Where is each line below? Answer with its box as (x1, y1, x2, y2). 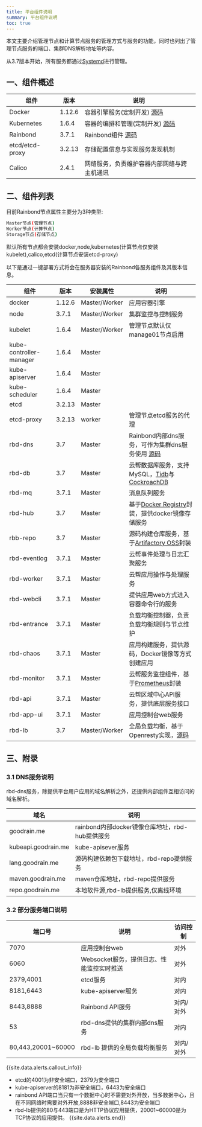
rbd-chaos (9, 649, 40, 657)
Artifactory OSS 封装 (135, 538, 191, 547)
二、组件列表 (6, 191, 54, 201)
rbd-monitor (9, 674, 45, 682)
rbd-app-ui (9, 710, 43, 718)
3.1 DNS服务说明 (6, 773, 54, 781)
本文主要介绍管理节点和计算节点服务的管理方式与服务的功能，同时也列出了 (6, 37, 191, 45)
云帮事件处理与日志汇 (129, 550, 189, 558)
